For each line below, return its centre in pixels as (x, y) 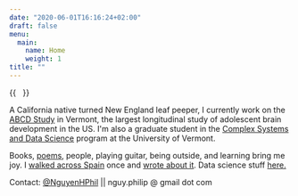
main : (28, 42)
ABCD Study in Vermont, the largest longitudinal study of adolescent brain (145, 119)
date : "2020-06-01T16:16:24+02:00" (75, 17)
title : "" (28, 68)
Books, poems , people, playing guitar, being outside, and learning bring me (147, 155)
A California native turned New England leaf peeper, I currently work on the (147, 110)
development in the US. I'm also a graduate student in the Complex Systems (149, 128)
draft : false (33, 26)
